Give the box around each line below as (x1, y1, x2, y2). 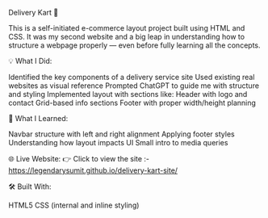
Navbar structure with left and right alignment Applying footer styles (8, 129, 236, 139)
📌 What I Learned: (8, 114, 69, 123)
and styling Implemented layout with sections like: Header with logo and (8, 90, 248, 99)
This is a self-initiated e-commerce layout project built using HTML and (8, 23, 245, 32)
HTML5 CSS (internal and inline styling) (8, 200, 140, 210)
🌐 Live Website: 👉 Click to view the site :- (8, 154, 150, 163)
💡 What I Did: (8, 57, 52, 65)
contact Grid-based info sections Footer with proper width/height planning (8, 98, 257, 107)
